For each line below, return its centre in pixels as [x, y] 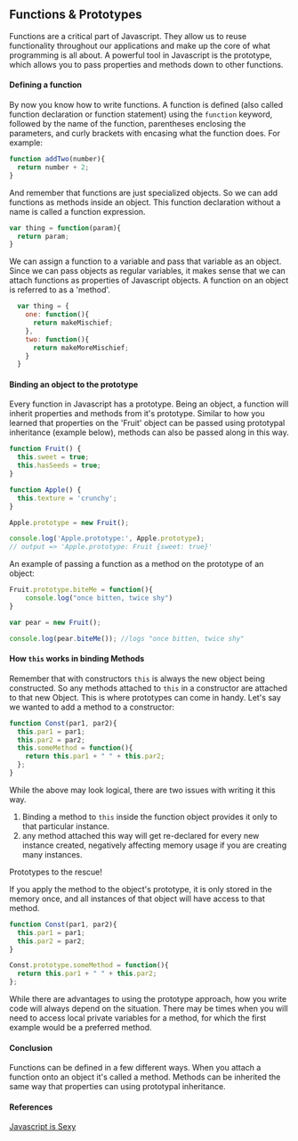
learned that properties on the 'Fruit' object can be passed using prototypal [147, 423]
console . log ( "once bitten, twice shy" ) [99, 598]
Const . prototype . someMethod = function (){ [89, 965]
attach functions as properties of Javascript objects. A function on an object [149, 281]
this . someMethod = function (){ [75, 748]
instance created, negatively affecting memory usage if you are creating [154, 845]
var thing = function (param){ [65, 228]
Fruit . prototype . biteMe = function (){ [81, 590]
